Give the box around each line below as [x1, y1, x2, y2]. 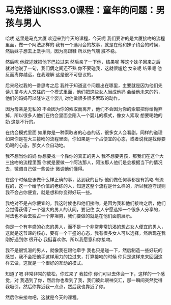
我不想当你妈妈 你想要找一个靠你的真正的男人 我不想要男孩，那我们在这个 [5, 153, 159, 159]
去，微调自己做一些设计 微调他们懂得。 [5, 165, 87, 172]
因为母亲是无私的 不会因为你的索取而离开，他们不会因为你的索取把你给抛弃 [5, 105, 163, 112]
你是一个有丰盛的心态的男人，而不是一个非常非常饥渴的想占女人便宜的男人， [5, 224, 166, 230]
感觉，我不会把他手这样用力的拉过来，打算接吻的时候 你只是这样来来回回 [5, 253, 158, 260]
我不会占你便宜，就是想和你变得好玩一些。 [5, 189, 95, 195]
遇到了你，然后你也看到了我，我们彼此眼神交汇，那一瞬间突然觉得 [24, 277, 163, 283]
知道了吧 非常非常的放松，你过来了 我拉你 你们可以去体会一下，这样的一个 [5, 270, 161, 276]
